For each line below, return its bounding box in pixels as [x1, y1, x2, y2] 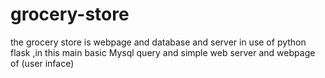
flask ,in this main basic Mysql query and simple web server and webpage [10, 46, 316, 58]
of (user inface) [10, 57, 75, 69]
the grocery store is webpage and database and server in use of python [10, 36, 307, 48]
